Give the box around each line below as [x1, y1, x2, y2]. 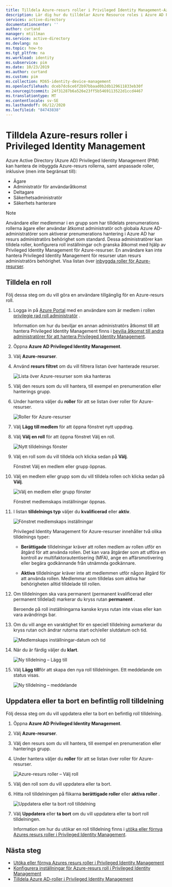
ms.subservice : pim [6, 60, 47, 65]
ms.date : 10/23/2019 [6, 65, 50, 70]
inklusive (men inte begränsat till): [6, 168, 77, 174]
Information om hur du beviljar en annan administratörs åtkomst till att [13, 322, 160, 328]
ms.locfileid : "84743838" [6, 108, 61, 113]
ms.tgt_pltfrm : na [6, 50, 45, 55]
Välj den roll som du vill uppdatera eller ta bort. [13, 780, 112, 787]
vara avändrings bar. [13, 611, 57, 618]
